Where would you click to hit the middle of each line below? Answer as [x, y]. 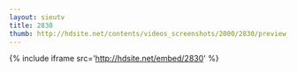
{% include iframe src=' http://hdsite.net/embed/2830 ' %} [114, 59]
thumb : [21, 33]
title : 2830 [31, 25]
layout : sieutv [37, 17]
